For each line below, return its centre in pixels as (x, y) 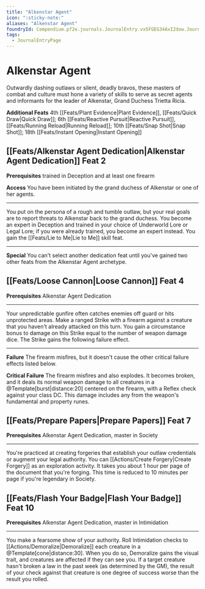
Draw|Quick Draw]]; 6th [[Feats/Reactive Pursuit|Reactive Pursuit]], (91, 119)
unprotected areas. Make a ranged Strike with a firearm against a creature (99, 320)
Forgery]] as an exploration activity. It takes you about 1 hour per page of (98, 466)
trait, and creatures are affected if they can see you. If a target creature (96, 560)
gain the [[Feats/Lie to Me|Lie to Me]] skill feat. (65, 238)
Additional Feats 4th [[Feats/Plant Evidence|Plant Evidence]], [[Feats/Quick (102, 112)
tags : (13, 35)
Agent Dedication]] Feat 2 (56, 161)
